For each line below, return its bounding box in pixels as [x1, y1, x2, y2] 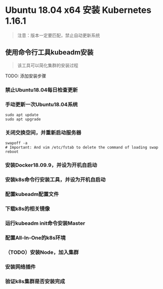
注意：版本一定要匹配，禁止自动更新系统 [17, 32, 100, 38]
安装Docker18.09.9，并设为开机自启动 [5, 162, 98, 169]
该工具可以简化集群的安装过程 [17, 62, 78, 68]
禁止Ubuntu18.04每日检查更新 [5, 86, 78, 93]
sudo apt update [5, 112, 39, 117]
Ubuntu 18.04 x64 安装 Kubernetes [5, 4, 152, 16]
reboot [5, 149, 19, 154]
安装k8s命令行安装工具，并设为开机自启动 [5, 176, 106, 183]
